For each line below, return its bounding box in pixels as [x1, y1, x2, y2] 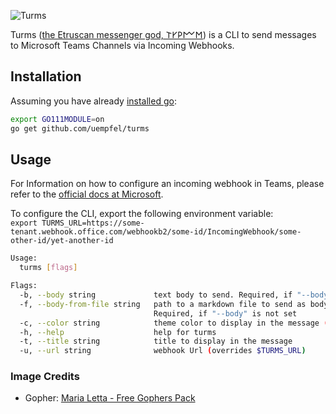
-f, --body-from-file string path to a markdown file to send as [19, 299, 307, 309]
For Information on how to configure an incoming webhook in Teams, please [10, 178, 325, 190]
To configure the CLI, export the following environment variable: [10, 208, 274, 220]
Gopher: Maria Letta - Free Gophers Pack [24, 392, 196, 404]
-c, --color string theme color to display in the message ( [19, 318, 329, 328]
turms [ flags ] [19, 263, 78, 273]
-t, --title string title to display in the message [19, 336, 293, 347]
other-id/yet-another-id [10, 236, 114, 246]
